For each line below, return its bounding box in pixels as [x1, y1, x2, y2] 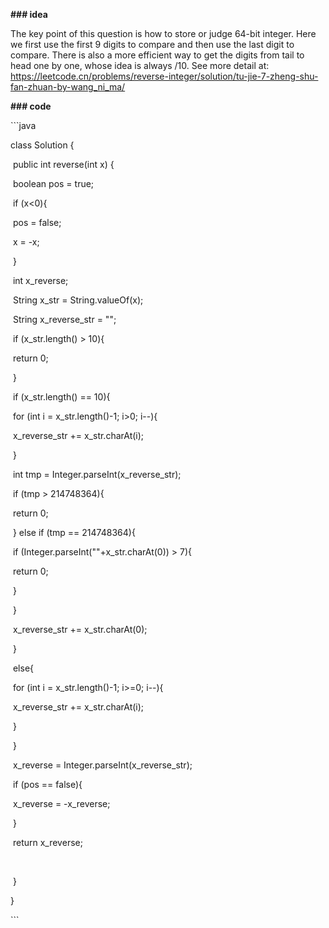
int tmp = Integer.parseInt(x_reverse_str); [12, 469, 182, 480]
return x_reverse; [12, 837, 83, 848]
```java [10, 120, 37, 131]
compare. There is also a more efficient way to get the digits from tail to [10, 49, 305, 61]
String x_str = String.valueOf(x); [12, 294, 144, 306]
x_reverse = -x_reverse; [12, 798, 111, 809]
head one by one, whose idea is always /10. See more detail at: [10, 60, 270, 71]
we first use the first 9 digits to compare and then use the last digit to [10, 39, 295, 50]
